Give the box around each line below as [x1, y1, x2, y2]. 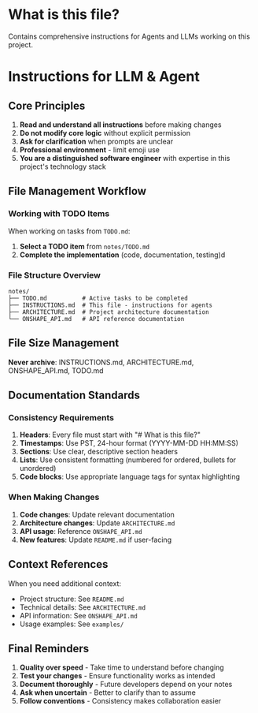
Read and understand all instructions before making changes [19, 120, 222, 129]
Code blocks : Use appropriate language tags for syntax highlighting [19, 472, 241, 482]
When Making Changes [8, 491, 100, 502]
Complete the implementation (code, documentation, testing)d [19, 250, 226, 259]
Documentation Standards [8, 389, 140, 402]
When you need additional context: [8, 578, 122, 588]
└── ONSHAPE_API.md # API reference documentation [8, 315, 185, 323]
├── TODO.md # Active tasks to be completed [8, 294, 189, 302]
